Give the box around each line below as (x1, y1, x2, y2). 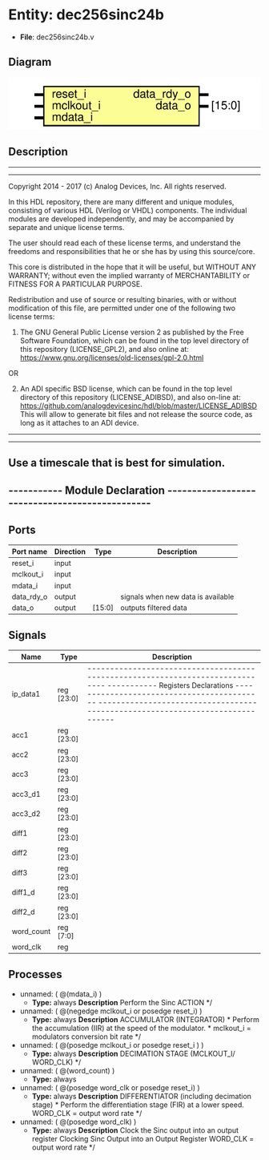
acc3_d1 (11, 789, 41, 798)
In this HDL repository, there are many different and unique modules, (8, 196, 235, 206)
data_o (11, 603, 34, 612)
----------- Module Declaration (8, 483, 166, 497)
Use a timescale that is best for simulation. (8, 456, 226, 470)
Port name (11, 547, 48, 556)
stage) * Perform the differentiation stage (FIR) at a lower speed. (31, 1100, 244, 1109)
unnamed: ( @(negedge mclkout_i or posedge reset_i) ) (19, 1006, 203, 1016)
